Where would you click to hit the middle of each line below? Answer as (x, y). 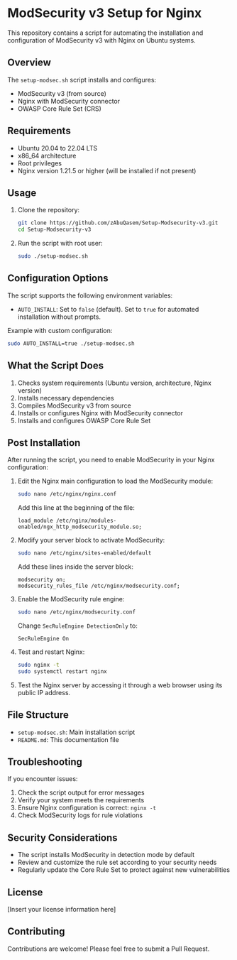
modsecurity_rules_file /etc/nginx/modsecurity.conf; (99, 586)
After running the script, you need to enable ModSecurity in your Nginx (111, 460)
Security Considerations (63, 838)
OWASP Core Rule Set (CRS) (59, 109)
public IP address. (44, 692)
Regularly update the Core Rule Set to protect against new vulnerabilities (124, 870)
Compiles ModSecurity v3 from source (74, 405)
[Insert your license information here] (62, 909)
